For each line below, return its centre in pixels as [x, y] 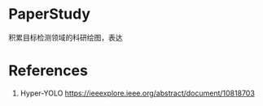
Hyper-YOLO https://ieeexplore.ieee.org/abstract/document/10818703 [137, 93]
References [48, 71]
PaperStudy [50, 14]
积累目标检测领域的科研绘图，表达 [66, 37]
